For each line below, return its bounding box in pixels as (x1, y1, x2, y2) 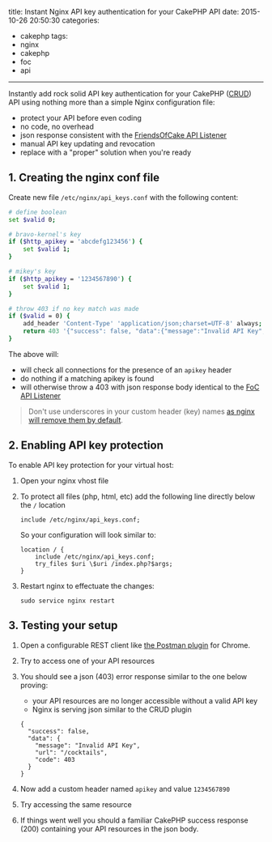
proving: (19, 680, 49, 690)
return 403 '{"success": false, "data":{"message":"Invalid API (23, 327, 244, 335)
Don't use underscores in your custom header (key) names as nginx (28, 406, 255, 416)
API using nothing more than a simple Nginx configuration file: (8, 97, 215, 107)
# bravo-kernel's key (8, 230, 82, 238)
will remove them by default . (28, 415, 124, 424)
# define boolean (8, 208, 67, 216)
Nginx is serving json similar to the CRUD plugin (32, 704, 192, 714)
